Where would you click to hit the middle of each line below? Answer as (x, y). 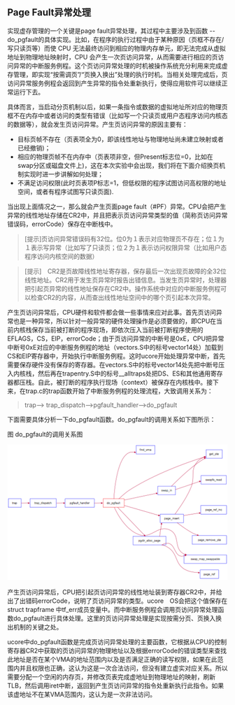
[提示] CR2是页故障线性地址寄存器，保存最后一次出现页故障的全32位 (125, 271)
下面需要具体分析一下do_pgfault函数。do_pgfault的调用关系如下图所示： (112, 419)
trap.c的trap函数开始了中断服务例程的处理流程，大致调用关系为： (119, 391)
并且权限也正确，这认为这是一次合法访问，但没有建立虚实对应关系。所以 (123, 668)
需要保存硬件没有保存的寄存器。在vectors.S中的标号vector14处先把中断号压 (116, 364)
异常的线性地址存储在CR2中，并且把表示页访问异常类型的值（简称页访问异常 (117, 215)
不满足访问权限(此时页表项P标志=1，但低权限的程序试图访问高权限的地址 (122, 183)
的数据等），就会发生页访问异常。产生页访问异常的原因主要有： (98, 124)
